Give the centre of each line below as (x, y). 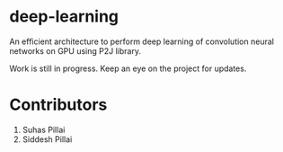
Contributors (58, 105)
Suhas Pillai (44, 130)
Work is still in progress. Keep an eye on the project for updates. (128, 68)
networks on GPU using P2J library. (75, 50)
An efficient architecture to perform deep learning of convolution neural (141, 41)
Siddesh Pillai (47, 139)
